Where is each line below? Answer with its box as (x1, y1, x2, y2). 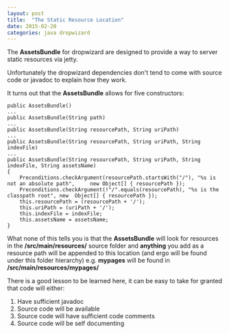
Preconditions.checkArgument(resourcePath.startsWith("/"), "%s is (19, 174, 216, 182)
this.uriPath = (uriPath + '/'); (19, 204, 115, 211)
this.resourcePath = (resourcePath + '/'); (19, 198, 146, 206)
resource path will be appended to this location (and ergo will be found (7, 249, 207, 257)
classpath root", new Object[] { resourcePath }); (7, 193, 158, 200)
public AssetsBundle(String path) (7, 115, 106, 121)
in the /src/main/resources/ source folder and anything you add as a (7, 241, 204, 250)
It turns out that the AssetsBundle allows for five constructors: (7, 89, 184, 97)
